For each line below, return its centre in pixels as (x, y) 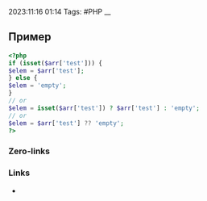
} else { (23, 78)
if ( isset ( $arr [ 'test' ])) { (56, 63)
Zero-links (29, 151)
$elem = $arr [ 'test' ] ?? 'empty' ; (66, 123)
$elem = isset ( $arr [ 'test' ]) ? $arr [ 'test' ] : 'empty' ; (104, 108)
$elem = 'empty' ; (37, 86)
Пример (30, 37)
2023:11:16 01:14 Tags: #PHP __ (60, 12)
